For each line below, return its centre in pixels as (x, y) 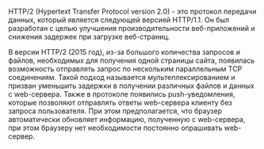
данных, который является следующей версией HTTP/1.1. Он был (119, 20)
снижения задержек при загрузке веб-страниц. (89, 36)
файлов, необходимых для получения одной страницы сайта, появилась (132, 60)
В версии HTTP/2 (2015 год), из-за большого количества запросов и (124, 52)
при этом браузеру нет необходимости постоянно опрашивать (115, 128)
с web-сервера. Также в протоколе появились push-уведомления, (122, 94)
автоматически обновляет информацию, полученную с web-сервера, (127, 119)
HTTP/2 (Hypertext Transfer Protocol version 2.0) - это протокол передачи (132, 11)
